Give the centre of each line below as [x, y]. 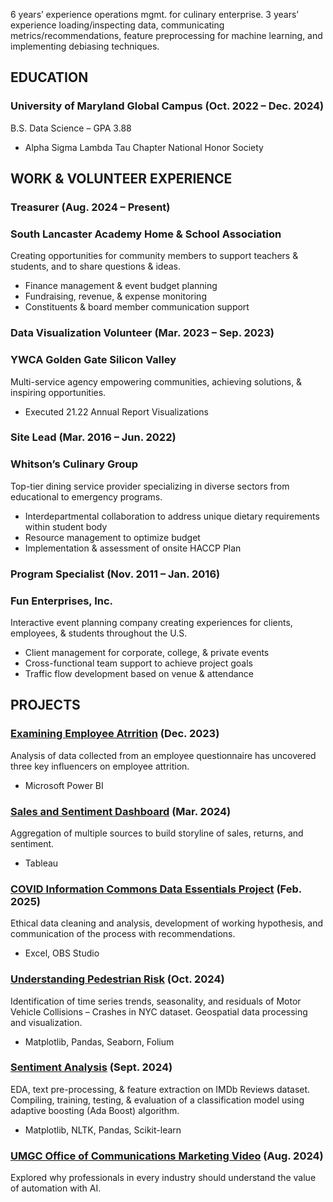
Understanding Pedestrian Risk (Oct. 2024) [117, 979]
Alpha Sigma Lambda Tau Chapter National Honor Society [144, 147]
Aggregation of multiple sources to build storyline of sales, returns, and [157, 833]
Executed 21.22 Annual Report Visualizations [116, 411]
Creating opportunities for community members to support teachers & [154, 256]
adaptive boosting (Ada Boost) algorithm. [95, 1110]
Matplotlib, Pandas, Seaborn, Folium [99, 1041]
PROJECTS [45, 705]
